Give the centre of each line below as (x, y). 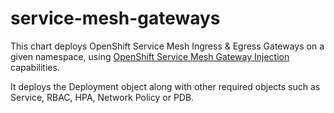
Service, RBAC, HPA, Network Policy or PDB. (102, 97)
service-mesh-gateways (115, 18)
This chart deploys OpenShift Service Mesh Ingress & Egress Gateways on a (167, 46)
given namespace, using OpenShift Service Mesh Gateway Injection (150, 56)
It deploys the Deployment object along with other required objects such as (165, 86)
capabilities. (35, 67)
